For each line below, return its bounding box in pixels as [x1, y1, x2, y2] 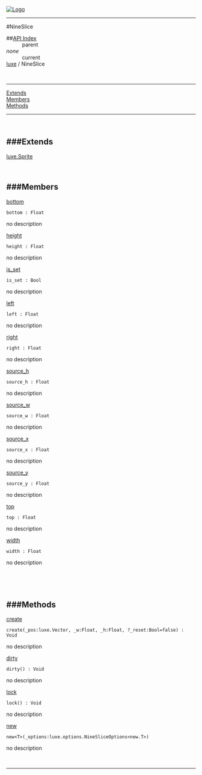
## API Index [6, 35, 37, 42]
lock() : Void [6, 700, 42, 706]
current [22, 54, 40, 61]
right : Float [6, 345, 42, 351]
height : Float [6, 243, 44, 249]
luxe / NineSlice [6, 60, 45, 67]
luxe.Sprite [6, 152, 33, 160]
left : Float [6, 311, 39, 317]
